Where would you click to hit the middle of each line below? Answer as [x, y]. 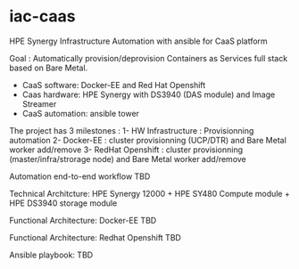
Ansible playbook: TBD [51, 255]
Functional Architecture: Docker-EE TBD [83, 220]
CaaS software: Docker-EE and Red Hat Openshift [114, 85]
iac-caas [42, 16]
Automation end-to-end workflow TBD [80, 176]
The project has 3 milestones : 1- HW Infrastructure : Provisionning [132, 130]
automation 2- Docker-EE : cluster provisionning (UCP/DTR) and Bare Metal [148, 140]
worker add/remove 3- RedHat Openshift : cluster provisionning [126, 150]
